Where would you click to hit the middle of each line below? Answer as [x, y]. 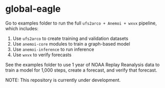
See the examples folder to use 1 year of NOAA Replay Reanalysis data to [82, 64]
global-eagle [33, 9]
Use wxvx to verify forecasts [42, 55]
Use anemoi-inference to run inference [53, 49]
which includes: [22, 28]
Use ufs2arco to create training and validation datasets [70, 38]
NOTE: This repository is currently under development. [63, 80]
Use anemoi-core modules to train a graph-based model [71, 43]
